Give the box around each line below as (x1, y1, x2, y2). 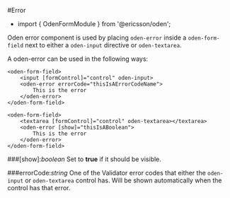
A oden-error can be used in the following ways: (7, 54, 149, 63)
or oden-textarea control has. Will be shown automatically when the (24, 176, 222, 185)
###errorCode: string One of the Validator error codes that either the (7, 169, 207, 177)
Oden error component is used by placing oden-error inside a (7, 33, 187, 42)
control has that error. (7, 184, 71, 192)
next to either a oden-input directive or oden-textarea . (24, 41, 182, 49)
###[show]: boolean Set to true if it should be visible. (7, 155, 161, 163)
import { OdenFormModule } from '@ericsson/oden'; (17, 20, 171, 28)
